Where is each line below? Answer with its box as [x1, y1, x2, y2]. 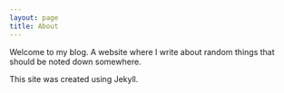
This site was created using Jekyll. [9, 73, 139, 84]
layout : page [9, 13, 59, 23]
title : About [9, 22, 59, 31]
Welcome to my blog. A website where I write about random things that [9, 46, 275, 57]
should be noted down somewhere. [9, 56, 142, 67]
